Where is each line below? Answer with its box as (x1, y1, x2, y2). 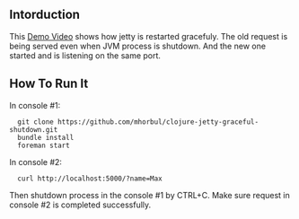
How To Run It (9, 76, 89, 92)
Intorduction (9, 7, 81, 22)
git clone (17, 117, 54, 127)
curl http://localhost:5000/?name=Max (17, 174, 163, 183)
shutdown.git (9, 125, 58, 134)
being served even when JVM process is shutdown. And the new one (9, 40, 267, 51)
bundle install (17, 133, 75, 142)
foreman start (17, 141, 70, 150)
